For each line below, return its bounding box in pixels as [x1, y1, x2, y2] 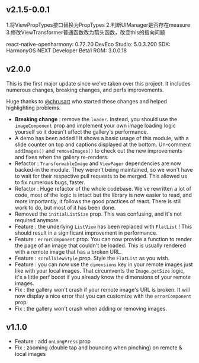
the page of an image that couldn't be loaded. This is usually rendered [14, 242, 187, 249]
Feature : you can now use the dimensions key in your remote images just [14, 261, 193, 268]
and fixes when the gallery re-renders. [14, 153, 109, 160]
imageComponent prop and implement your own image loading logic [14, 122, 176, 129]
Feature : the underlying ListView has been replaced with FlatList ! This [14, 223, 192, 230]
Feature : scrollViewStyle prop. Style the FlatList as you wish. [14, 254, 170, 261]
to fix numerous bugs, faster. [14, 178, 85, 186]
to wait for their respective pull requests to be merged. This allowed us [14, 172, 188, 179]
